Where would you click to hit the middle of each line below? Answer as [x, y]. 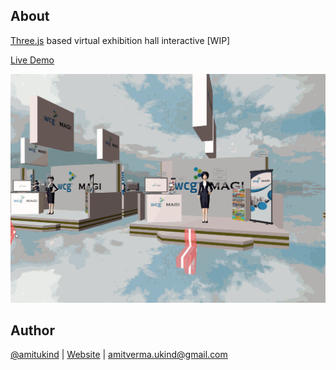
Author [32, 330]
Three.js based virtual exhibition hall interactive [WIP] [120, 40]
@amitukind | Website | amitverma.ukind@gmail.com [119, 355]
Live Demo [32, 60]
